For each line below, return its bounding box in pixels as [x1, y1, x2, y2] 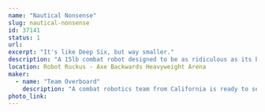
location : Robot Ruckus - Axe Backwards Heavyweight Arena [8, 63, 207, 71]
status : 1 [8, 33, 41, 42]
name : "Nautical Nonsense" [8, 11, 97, 20]
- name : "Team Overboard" [15, 77, 101, 85]
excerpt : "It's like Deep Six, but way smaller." [8, 48, 175, 56]
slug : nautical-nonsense [8, 19, 90, 27]
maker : [8, 70, 30, 78]
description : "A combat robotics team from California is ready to [22, 84, 248, 93]
